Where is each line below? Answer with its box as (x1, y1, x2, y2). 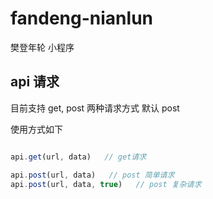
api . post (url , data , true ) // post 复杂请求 (10, 179, 202, 189)
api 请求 (10, 73, 60, 91)
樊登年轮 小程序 (10, 41, 75, 53)
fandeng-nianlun (10, 7, 153, 30)
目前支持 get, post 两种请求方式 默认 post (10, 102, 180, 114)
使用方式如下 (10, 123, 63, 135)
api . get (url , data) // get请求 (10, 152, 147, 162)
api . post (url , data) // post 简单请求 (10, 170, 175, 180)
